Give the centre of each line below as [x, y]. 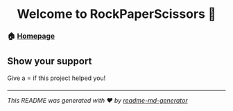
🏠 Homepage [31, 36]
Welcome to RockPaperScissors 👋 [116, 14]
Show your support [50, 61]
